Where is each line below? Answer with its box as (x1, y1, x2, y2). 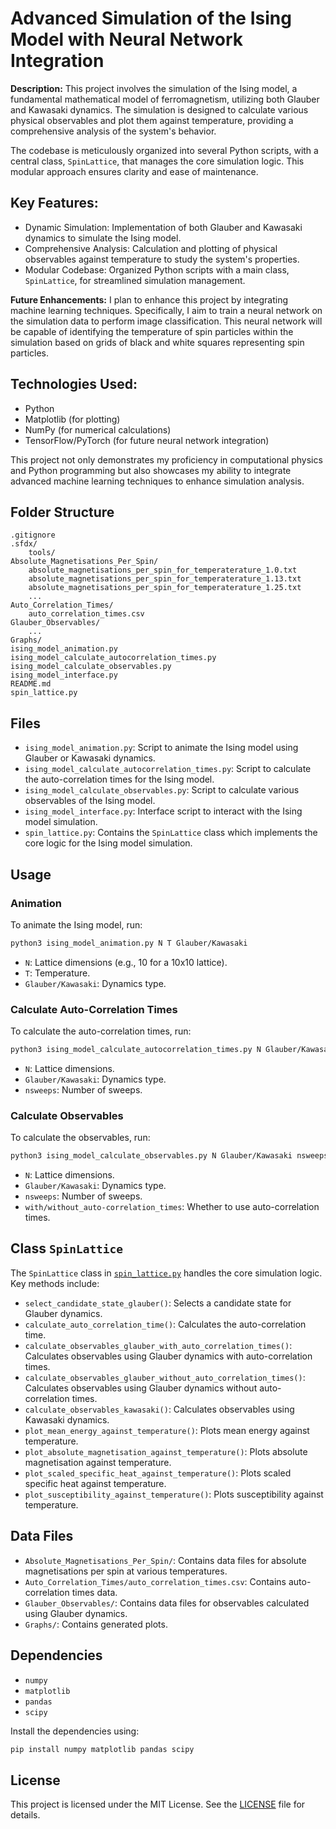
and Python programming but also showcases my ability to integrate (10, 464, 292, 476)
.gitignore (10, 530, 56, 541)
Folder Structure (10, 503, 115, 521)
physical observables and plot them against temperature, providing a (10, 114, 294, 126)
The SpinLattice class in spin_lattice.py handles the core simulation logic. (10, 1267, 323, 1279)
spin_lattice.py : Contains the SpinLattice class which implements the (24, 827, 318, 839)
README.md (10, 679, 52, 689)
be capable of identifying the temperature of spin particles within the (10, 325, 294, 337)
